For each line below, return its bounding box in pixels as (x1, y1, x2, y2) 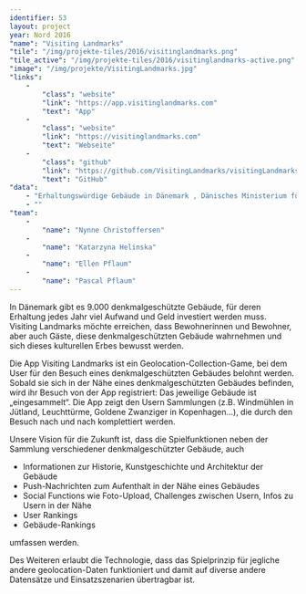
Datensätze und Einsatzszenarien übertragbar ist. (9, 574, 196, 585)
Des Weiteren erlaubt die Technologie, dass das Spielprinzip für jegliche (9, 554, 280, 566)
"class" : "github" (42, 157, 112, 167)
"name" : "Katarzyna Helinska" (42, 243, 157, 252)
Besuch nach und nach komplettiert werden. (9, 416, 176, 427)
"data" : (9, 183, 39, 193)
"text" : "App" (42, 107, 96, 116)
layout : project (9, 22, 71, 31)
